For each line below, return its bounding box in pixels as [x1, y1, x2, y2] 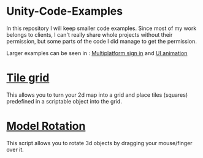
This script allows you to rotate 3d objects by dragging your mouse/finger [6, 139, 193, 146]
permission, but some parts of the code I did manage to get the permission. [6, 37, 197, 45]
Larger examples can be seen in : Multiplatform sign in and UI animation [6, 49, 188, 56]
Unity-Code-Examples [6, 4, 123, 18]
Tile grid [6, 71, 50, 85]
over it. [6, 146, 25, 153]
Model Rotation [6, 119, 86, 133]
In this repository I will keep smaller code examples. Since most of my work [6, 24, 197, 32]
